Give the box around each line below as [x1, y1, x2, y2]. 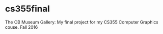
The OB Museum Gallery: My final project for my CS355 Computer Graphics [5, 19, 159, 25]
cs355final [5, 3, 50, 14]
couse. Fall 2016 [5, 24, 38, 30]
